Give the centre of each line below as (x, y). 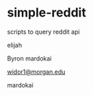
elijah (15, 45)
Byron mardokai (29, 58)
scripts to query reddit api (43, 32)
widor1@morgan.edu (36, 72)
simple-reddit (47, 13)
